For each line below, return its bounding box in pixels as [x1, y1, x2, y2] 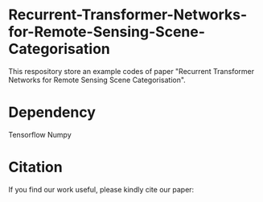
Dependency [8, 103, 97, 122]
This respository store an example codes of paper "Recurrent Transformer [8, 66, 255, 76]
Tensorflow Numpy [8, 130, 72, 139]
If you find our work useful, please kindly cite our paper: [8, 184, 195, 194]
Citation [8, 159, 63, 176]
